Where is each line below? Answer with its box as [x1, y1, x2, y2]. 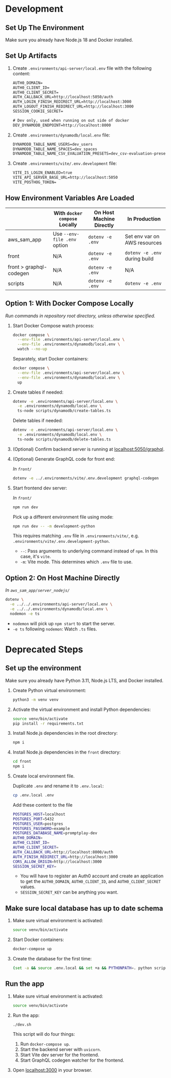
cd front [12, 759, 32, 764]
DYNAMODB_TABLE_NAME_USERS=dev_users [12, 142, 93, 147]
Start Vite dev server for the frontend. [20, 1052, 99, 1058]
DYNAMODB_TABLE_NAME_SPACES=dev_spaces [12, 146, 98, 152]
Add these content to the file [12, 801, 73, 808]
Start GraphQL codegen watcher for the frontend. [20, 1057, 125, 1063]
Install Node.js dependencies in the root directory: [12, 730, 118, 736]
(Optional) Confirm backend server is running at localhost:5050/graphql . [12, 446, 165, 452]
